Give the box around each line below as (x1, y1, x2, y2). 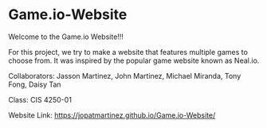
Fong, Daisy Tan (8, 80, 61, 89)
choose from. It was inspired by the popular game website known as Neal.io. (8, 56, 260, 65)
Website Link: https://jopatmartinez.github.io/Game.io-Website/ (8, 110, 216, 120)
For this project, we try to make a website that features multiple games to (8, 47, 249, 56)
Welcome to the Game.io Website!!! (8, 32, 124, 41)
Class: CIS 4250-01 (8, 95, 72, 104)
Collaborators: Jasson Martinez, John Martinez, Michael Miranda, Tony (8, 71, 241, 80)
